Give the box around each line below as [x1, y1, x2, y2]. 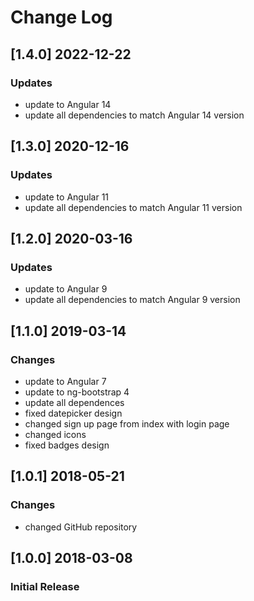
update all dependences [24, 396, 125, 408]
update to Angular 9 [24, 283, 108, 295]
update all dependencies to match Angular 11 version [24, 201, 243, 213]
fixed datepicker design [24, 407, 123, 419]
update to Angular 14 [24, 98, 112, 110]
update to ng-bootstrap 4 [24, 386, 130, 398]
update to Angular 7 [24, 375, 107, 387]
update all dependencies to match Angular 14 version [24, 109, 245, 121]
